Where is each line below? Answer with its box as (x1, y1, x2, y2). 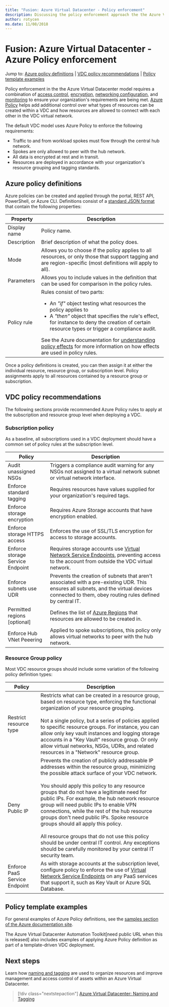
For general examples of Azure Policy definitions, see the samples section (5, 916, 158, 922)
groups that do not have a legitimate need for (40, 789, 147, 796)
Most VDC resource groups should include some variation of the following (5, 666, 159, 672)
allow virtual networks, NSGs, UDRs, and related (40, 742, 154, 750)
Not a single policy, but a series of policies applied (40, 717, 159, 724)
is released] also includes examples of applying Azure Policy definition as (5, 937, 157, 943)
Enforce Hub (8, 630, 38, 637)
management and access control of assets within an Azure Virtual (5, 976, 142, 982)
